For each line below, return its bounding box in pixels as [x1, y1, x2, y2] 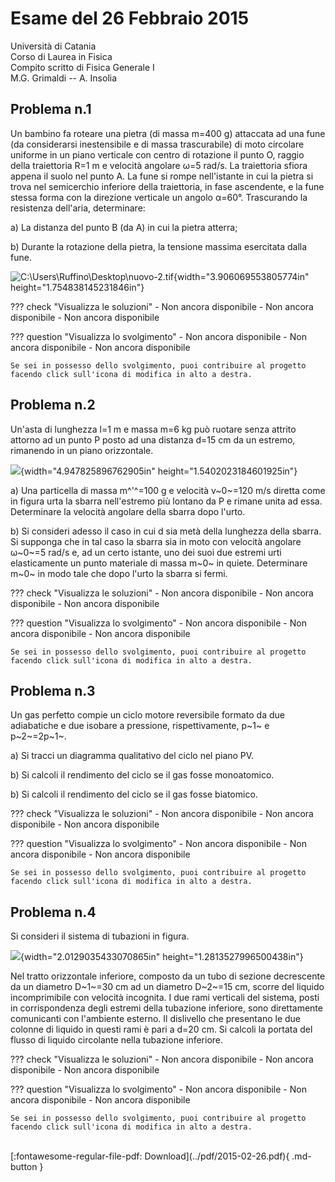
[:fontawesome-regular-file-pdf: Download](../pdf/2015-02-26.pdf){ [10, 1150, 290, 1162]
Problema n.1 [10, 101, 92, 118]
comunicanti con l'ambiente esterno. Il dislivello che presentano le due [10, 1013, 301, 1025]
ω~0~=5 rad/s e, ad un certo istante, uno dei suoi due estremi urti [10, 546, 282, 558]
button [10, 1161, 38, 1173]
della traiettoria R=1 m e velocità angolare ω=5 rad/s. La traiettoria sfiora [10, 159, 308, 171]
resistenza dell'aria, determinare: [10, 202, 146, 214]
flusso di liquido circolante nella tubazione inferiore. [10, 1034, 224, 1046]
